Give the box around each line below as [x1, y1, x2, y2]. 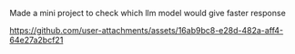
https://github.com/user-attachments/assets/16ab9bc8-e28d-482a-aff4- [9, 25, 284, 35]
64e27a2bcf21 [9, 35, 64, 45]
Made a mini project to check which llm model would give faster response [9, 8, 287, 18]
